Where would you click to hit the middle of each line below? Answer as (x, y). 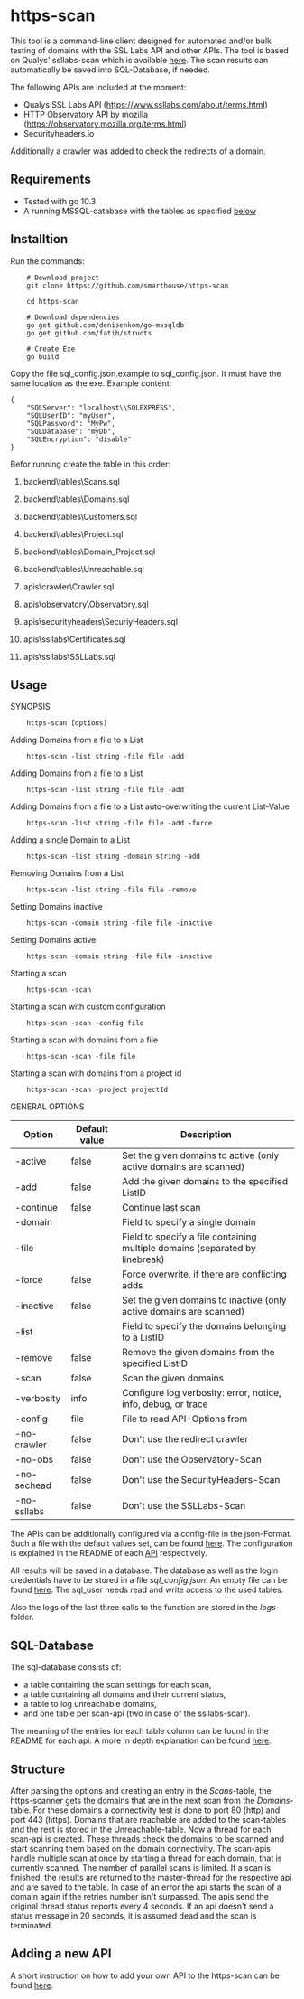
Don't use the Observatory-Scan (192, 1459)
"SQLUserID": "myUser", (71, 415)
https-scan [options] (67, 723)
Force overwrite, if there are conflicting (204, 1274)
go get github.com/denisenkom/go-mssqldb (105, 325)
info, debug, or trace (165, 1404)
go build (43, 357)
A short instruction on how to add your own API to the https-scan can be (145, 1975)
